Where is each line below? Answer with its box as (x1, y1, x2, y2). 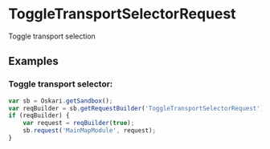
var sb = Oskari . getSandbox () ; (8, 97, 113, 105)
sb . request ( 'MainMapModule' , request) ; (22, 127, 157, 135)
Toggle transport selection (8, 31, 96, 41)
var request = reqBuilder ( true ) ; (22, 119, 135, 127)
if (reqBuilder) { (8, 111, 70, 120)
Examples (8, 54, 59, 68)
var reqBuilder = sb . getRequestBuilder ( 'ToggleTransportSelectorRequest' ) (8, 104, 264, 112)
